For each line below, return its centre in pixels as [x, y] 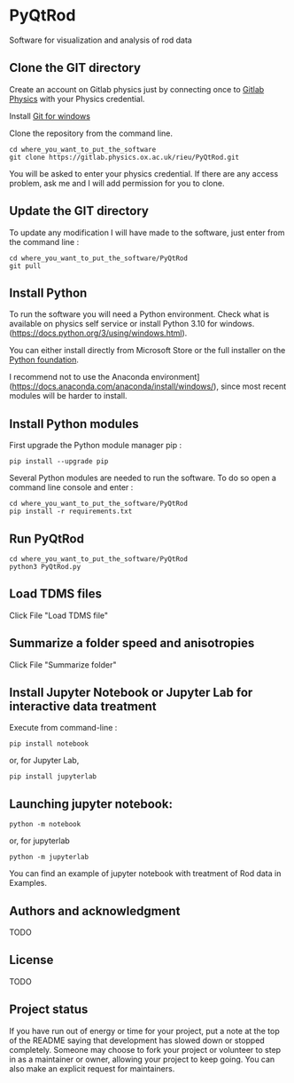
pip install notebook [49, 744]
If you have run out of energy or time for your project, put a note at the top [145, 1031]
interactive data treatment [83, 707]
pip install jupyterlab [53, 777]
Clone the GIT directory [75, 68]
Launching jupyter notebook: [91, 804]
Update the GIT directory [79, 211]
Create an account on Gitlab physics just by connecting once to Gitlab [137, 89]
